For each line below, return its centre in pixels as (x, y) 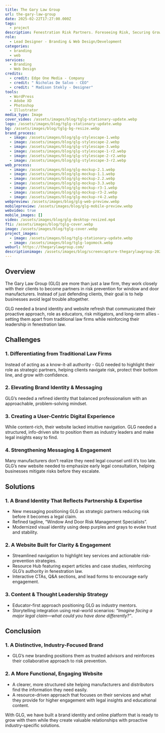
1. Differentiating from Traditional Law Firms (58, 354)
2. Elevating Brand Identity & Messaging (54, 388)
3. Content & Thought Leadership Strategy (57, 594)
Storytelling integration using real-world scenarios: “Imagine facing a (82, 610)
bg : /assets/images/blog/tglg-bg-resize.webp (52, 128)
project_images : (22, 233)
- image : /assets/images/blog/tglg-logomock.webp (61, 243)
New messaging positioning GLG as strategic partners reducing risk (81, 511)
